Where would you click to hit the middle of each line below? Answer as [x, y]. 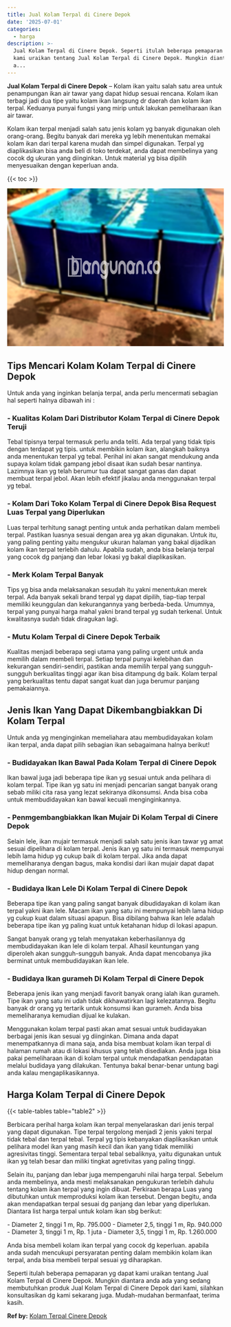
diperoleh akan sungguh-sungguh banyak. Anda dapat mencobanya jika [109, 953]
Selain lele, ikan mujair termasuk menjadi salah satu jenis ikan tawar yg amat [115, 841]
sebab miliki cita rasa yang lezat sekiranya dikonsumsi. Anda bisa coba [108, 792]
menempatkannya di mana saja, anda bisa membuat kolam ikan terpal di [109, 1044]
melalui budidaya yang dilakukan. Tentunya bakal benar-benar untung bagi [113, 1066]
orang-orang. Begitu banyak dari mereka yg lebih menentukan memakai [109, 136]
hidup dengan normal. [38, 870]
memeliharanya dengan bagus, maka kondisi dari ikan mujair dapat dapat [111, 863]
